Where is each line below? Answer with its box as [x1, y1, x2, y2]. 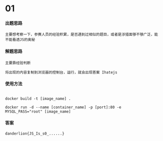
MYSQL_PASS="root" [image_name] [5, 109, 71, 114]
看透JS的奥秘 [12, 37, 35, 42]
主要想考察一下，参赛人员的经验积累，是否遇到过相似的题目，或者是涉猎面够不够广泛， [5, 32, 155, 37]
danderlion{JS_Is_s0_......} [5, 131, 65, 136]
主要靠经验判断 [5, 60, 31, 65]
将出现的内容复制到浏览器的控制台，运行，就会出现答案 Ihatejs [5, 70, 117, 75]
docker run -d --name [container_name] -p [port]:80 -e [5, 105, 121, 110]
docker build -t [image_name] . [5, 96, 71, 101]
